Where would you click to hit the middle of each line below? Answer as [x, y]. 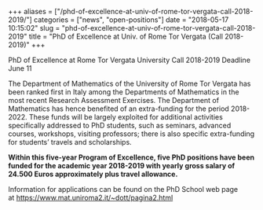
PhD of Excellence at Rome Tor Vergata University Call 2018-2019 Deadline [130, 60]
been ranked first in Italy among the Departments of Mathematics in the [124, 92]
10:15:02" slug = [34, 28]
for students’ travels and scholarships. [70, 142]
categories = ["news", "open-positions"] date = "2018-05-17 [131, 20]
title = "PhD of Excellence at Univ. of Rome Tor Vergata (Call [126, 36]
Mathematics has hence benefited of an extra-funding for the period [119, 109]
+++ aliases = [31, 11]
